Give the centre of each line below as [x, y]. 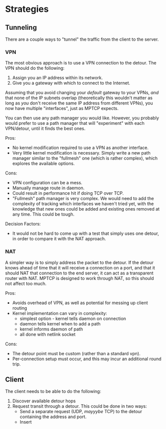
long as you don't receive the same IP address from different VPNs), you [79, 103]
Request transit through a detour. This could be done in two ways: [80, 406]
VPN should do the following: [35, 68]
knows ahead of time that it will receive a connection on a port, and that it [80, 268]
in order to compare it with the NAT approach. [59, 239]
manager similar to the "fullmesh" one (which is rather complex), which [85, 158]
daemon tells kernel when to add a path [60, 323]
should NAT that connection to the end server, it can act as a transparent [79, 273]
